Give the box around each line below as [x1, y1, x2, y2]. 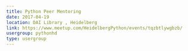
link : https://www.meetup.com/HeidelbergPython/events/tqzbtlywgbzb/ [6, 25, 183, 31]
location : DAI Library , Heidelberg [6, 19, 97, 25]
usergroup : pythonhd [6, 30, 58, 36]
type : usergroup [6, 36, 47, 42]
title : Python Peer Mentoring [6, 8, 82, 15]
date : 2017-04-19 [6, 14, 50, 20]
